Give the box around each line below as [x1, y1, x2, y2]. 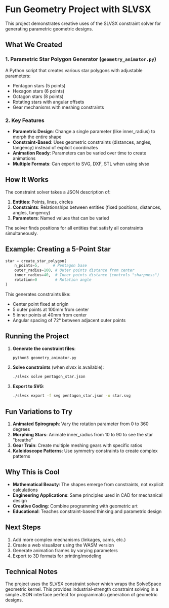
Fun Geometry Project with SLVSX [5, 4, 151, 15]
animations [12, 155, 36, 161]
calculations [12, 487, 38, 493]
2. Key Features [5, 117, 45, 124]
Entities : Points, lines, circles [12, 199, 73, 205]
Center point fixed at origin [12, 301, 69, 307]
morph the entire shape [12, 134, 62, 140]
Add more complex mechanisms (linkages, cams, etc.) [12, 536, 126, 542]
